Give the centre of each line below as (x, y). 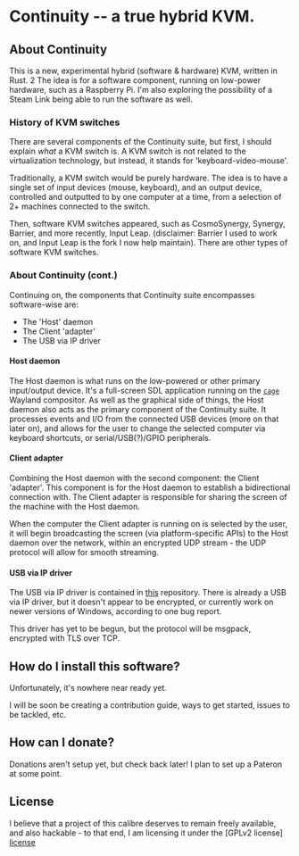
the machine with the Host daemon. (75, 507)
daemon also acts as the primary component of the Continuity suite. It (137, 409)
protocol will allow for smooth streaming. (84, 552)
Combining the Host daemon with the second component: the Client (134, 478)
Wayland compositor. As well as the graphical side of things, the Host (137, 400)
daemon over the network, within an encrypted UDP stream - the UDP (137, 543)
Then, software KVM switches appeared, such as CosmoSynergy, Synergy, (147, 224)
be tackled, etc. (38, 715)
